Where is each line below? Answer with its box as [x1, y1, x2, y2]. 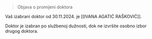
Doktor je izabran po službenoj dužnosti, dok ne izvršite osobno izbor [5, 23, 147, 29]
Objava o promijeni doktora [17, 4, 73, 10]
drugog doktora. [5, 28, 39, 34]
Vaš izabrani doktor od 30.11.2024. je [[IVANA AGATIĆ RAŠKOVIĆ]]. [5, 14, 142, 19]
